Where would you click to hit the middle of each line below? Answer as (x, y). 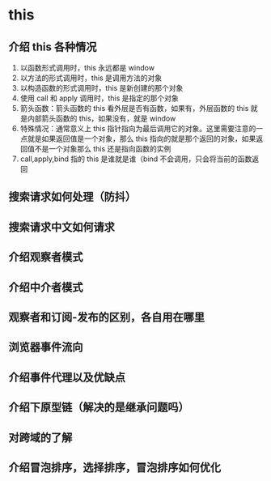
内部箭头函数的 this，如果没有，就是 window (102, 118)
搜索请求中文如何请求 (61, 227)
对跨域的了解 (40, 438)
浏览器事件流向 (46, 347)
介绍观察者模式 (46, 257)
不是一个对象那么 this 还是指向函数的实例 (103, 149)
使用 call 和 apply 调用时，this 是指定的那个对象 (100, 98)
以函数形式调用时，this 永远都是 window (87, 68)
